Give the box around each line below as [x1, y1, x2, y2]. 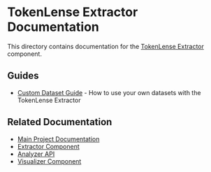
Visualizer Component [17, 157, 82, 165]
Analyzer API [17, 150, 55, 158]
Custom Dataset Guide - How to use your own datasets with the [17, 88, 201, 96]
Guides [7, 70, 40, 82]
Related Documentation [7, 116, 112, 128]
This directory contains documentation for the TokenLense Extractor [7, 42, 204, 50]
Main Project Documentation [17, 134, 100, 143]
